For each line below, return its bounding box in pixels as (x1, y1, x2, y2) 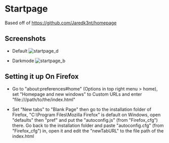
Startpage (5, 3, 48, 15)
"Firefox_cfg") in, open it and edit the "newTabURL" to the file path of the (12, 127, 164, 134)
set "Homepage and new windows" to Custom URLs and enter (12, 91, 142, 97)
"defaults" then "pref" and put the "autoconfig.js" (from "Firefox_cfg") (12, 117, 158, 123)
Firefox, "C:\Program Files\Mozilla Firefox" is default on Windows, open (12, 112, 161, 118)
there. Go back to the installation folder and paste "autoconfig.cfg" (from (12, 122, 164, 128)
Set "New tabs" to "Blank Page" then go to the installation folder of (12, 106, 151, 112)
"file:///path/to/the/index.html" (12, 97, 75, 103)
